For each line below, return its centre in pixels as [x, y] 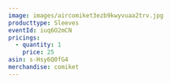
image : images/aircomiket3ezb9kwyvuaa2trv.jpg [86, 15]
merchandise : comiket [44, 67]
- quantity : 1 [38, 45]
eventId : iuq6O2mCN [40, 30]
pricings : [24, 38]
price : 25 [39, 52]
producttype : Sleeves [44, 23]
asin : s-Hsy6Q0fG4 [38, 60]
